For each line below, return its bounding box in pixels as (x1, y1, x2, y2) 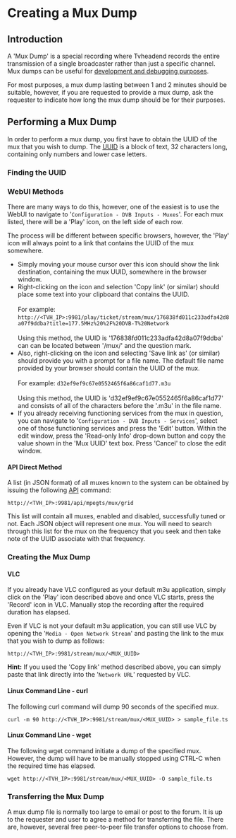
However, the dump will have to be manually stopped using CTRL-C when (7, 754, 221, 762)
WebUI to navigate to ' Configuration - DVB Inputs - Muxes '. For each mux (7, 210, 224, 219)
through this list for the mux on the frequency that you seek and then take (7, 527, 221, 535)
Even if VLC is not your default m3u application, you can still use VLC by (7, 622, 217, 630)
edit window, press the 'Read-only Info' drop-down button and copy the (17, 431, 226, 440)
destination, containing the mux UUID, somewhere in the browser (17, 267, 207, 277)
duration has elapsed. (7, 608, 70, 617)
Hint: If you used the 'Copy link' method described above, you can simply (7, 663, 221, 671)
